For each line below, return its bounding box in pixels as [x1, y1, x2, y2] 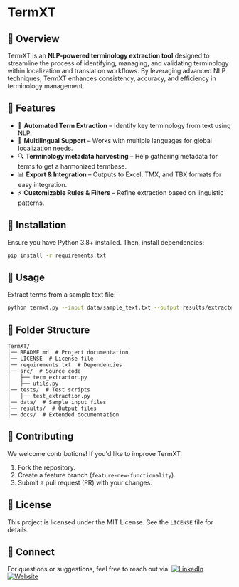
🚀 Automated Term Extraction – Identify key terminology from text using [17, 121, 231, 129]
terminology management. [7, 82, 85, 90]
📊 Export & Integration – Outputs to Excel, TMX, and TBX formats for [17, 170, 222, 179]
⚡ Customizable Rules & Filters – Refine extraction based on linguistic [17, 188, 224, 196]
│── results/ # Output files [7, 405, 97, 412]
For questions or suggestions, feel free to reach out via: [7, 565, 171, 573]
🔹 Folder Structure [7, 324, 90, 336]
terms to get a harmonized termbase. [17, 162, 127, 171]
